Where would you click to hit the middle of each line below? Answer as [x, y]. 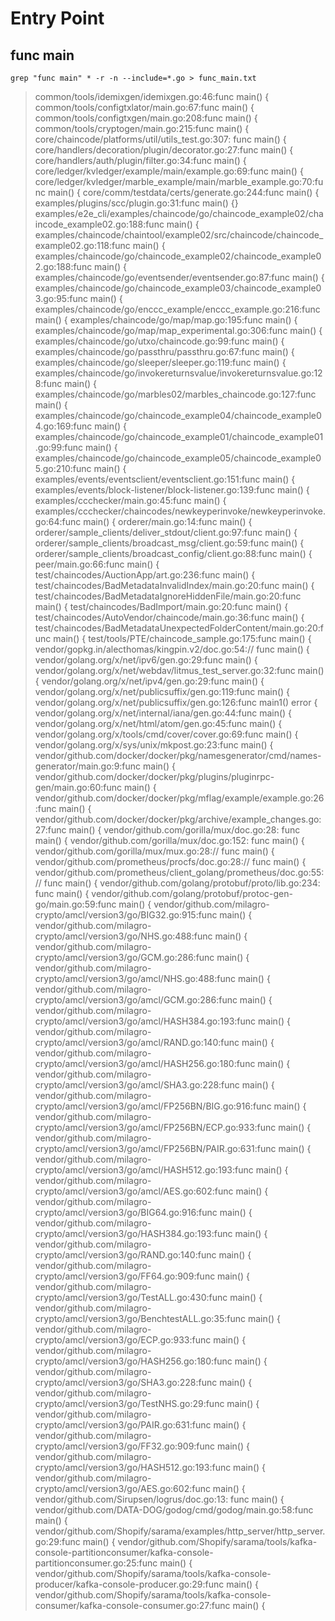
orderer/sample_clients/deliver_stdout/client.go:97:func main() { [166, 532]
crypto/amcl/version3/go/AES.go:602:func [122, 1488]
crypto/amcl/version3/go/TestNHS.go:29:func [129, 1403]
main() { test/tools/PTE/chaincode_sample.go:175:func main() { [182, 638]
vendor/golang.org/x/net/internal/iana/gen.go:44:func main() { [163, 713]
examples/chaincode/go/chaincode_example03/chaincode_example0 [178, 288]
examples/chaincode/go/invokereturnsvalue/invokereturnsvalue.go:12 [178, 373]
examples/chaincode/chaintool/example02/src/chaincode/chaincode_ [179, 235]
